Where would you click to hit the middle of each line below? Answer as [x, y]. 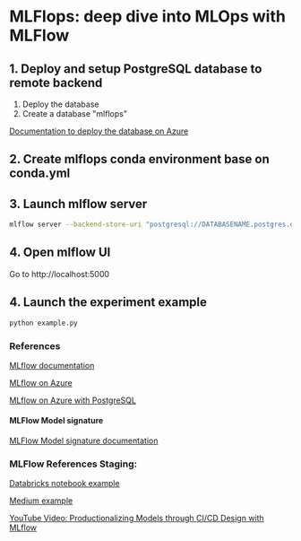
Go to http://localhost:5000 [60, 274]
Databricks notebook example [64, 484]
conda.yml [40, 174]
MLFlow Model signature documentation [84, 441]
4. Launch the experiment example [108, 302]
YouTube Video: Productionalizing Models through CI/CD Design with [137, 519]
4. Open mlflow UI [60, 253]
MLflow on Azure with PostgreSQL [73, 400]
